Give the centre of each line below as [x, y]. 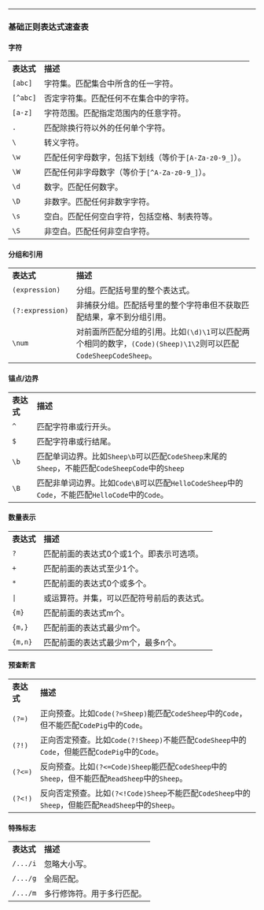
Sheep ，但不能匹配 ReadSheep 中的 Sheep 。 [114, 778]
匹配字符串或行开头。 [76, 426]
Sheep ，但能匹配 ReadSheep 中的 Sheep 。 [110, 804]
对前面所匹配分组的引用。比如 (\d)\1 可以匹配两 [163, 332]
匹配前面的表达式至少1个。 [93, 568]
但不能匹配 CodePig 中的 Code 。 [93, 725]
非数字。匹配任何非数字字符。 [99, 202]
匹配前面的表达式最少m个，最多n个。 [112, 642]
